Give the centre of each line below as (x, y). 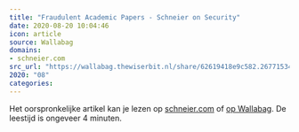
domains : (25, 50)
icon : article (36, 34)
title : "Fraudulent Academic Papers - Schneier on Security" (125, 17)
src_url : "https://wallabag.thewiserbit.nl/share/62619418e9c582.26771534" (153, 67)
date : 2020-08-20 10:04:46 (59, 26)
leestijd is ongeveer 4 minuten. (66, 118)
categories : (31, 83)
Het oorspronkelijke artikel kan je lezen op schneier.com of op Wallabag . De (148, 108)
